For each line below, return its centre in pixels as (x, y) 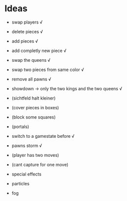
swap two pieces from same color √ (48, 70)
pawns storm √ (27, 146)
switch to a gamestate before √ (43, 136)
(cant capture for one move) (40, 164)
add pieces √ (25, 41)
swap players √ (27, 22)
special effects (27, 174)
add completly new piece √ (39, 50)
